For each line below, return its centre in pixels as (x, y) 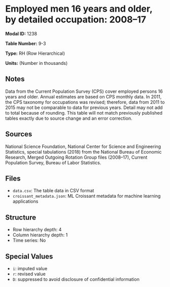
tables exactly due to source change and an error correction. (69, 118)
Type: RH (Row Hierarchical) (35, 53)
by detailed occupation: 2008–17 (76, 20)
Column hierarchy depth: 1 (40, 235)
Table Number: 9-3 (26, 43)
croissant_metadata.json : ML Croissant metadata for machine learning (87, 196)
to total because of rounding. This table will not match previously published (84, 113)
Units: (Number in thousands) (37, 63)
